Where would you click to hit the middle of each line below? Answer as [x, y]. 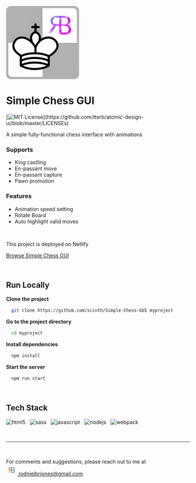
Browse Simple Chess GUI [37, 255]
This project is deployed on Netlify [47, 244]
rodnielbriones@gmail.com [51, 474]
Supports [20, 150]
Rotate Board [30, 215]
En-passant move [36, 168]
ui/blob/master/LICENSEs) [37, 123]
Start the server [26, 367]
